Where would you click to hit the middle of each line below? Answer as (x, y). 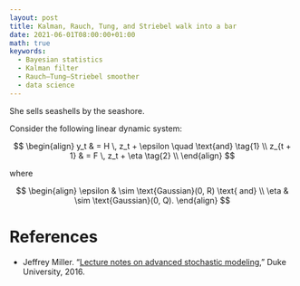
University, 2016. (54, 272)
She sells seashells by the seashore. (77, 110)
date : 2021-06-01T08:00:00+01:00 (73, 34)
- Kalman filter (48, 69)
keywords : (28, 52)
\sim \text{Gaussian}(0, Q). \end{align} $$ (152, 200)
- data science (46, 85)
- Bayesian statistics (60, 60)
